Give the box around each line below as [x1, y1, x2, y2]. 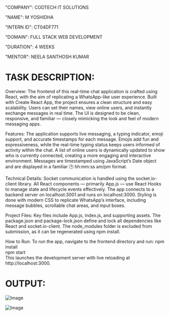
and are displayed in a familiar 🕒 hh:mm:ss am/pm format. [5, 163, 127, 170]
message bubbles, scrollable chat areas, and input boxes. [5, 202, 126, 208]
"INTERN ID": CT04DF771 [5, 24, 58, 30]
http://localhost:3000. [5, 260, 51, 266]
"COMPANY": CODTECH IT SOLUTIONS [5, 5, 89, 10]
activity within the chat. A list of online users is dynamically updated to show [5, 147, 165, 153]
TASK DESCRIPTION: [5, 71, 95, 83]
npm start [5, 249, 26, 255]
